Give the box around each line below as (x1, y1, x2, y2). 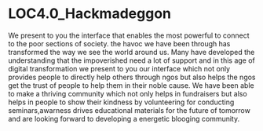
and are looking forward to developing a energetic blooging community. (8, 114, 240, 123)
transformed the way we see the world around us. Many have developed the (8, 47, 255, 56)
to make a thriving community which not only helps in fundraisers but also (8, 89, 247, 98)
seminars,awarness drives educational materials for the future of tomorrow (8, 105, 251, 115)
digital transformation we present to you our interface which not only (8, 64, 230, 73)
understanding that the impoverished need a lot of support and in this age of (8, 56, 255, 65)
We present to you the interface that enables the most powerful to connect (8, 31, 250, 40)
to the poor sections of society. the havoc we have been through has (8, 38, 231, 48)
